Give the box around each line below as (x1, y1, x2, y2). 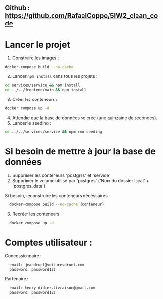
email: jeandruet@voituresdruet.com (9, 262, 84, 268)
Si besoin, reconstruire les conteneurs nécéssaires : (5, 192, 110, 198)
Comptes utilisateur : (5, 237, 92, 248)
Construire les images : (12, 55, 59, 61)
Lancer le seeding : (12, 120, 52, 125)
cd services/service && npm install (5, 83, 80, 88)
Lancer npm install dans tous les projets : (12, 74, 98, 79)
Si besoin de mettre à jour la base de (5, 146, 156, 157)
